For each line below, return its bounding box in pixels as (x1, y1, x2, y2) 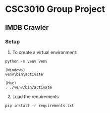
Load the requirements (12, 93, 59, 100)
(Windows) (5, 67, 26, 72)
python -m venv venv (5, 58, 48, 64)
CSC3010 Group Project (5, 3, 105, 15)
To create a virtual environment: (12, 49, 78, 55)
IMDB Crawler (5, 23, 49, 32)
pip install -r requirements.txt (5, 103, 74, 108)
